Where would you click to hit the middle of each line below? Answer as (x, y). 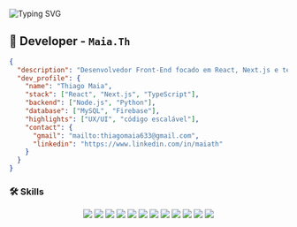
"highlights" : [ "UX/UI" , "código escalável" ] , (112, 119)
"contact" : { (49, 127)
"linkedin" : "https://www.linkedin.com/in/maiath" (128, 144)
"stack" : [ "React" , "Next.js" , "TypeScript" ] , (112, 95)
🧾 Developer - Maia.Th (70, 41)
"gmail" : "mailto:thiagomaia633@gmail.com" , (116, 136)
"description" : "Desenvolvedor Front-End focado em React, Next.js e (148, 70)
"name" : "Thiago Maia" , (69, 87)
